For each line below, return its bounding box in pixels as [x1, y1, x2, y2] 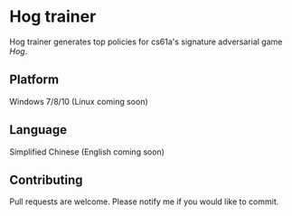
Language [9, 122, 68, 137]
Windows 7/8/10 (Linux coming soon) [9, 96, 149, 107]
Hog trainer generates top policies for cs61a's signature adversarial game [9, 36, 283, 47]
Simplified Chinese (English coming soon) [9, 146, 165, 157]
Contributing [9, 172, 83, 187]
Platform [9, 72, 60, 88]
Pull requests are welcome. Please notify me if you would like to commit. [9, 196, 279, 207]
